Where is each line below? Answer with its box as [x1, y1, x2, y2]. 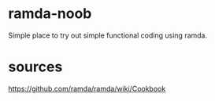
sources [8, 58, 63, 76]
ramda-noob [8, 5, 92, 23]
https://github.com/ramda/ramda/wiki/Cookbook [8, 84, 166, 93]
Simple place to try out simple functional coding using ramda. [8, 31, 207, 40]
